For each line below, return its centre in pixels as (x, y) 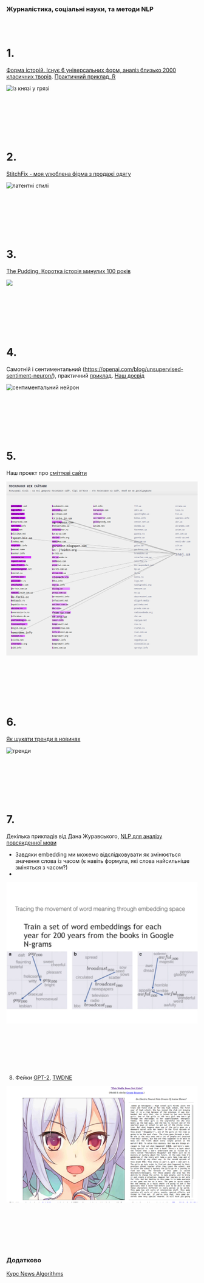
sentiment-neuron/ (30, 376)
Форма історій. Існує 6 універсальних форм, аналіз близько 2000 (91, 70)
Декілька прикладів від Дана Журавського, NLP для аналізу (84, 836)
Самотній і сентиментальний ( (46, 369)
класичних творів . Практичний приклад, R (61, 77)
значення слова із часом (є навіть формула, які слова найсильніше (102, 861)
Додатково (24, 1261)
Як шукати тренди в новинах (43, 739)
